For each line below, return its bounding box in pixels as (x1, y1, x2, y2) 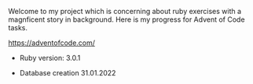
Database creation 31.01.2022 (19, 68, 116, 77)
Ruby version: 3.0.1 (19, 54, 81, 62)
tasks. (8, 23, 28, 32)
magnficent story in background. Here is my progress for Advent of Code (8, 15, 245, 24)
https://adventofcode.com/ (8, 38, 96, 47)
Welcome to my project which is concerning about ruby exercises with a (8, 7, 242, 16)
